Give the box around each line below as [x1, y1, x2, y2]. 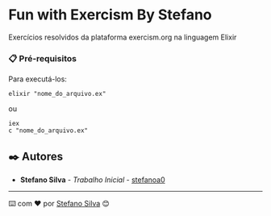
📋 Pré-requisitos [8, 52, 77, 64]
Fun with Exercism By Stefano [8, 6, 212, 24]
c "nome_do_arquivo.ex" [8, 127, 89, 135]
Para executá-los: [8, 74, 67, 84]
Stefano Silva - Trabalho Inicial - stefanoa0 [19, 175, 165, 185]
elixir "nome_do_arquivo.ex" [8, 90, 106, 98]
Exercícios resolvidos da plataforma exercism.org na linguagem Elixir [8, 32, 237, 42]
